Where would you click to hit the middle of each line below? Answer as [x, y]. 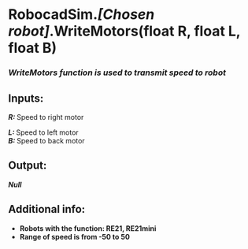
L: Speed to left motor [43, 132]
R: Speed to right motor [46, 117]
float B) [33, 48]
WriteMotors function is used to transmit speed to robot [117, 72]
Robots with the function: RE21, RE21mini [88, 228]
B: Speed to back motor [46, 140]
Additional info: [47, 209]
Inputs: [26, 98]
